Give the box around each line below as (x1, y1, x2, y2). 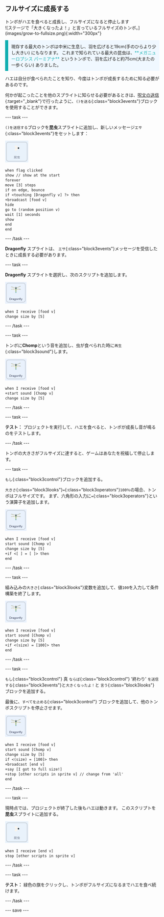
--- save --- (5, 907, 29, 913)
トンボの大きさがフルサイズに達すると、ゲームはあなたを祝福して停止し (5, 450, 151, 456)
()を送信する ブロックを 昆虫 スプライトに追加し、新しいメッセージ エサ (5, 124, 142, 130)
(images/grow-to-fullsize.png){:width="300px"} (5, 30, 102, 36)
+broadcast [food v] (5, 197, 47, 202)
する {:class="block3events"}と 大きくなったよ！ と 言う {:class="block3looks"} (5, 682, 155, 688)
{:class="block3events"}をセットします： (5, 130, 89, 136)
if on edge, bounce (5, 187, 45, 193)
